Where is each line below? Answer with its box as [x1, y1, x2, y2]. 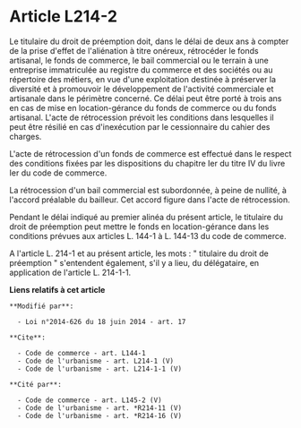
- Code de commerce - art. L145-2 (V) [17, 396, 163, 405]
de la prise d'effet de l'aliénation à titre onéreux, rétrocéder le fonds [9, 45, 259, 56]
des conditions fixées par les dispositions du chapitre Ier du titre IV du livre [9, 158, 286, 168]
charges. [9, 131, 42, 141]
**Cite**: [9, 333, 47, 342]
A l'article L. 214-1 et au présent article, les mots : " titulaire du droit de [9, 248, 269, 259]
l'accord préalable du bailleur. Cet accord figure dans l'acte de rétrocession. [9, 194, 291, 205]
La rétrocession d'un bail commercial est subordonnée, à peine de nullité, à [9, 184, 287, 195]
